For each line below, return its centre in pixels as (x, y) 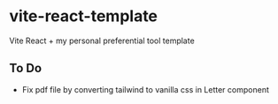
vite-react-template (83, 16)
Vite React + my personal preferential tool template (102, 41)
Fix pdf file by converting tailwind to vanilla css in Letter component (146, 89)
